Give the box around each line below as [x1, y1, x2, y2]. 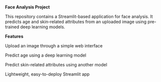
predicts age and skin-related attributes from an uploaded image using [5, 19, 147, 24]
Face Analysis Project [5, 4, 50, 10]
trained [5, 24, 19, 30]
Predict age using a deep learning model [5, 52, 87, 58]
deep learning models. [20, 24, 66, 30]
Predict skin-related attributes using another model [5, 62, 107, 67]
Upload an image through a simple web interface [5, 43, 103, 48]
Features [5, 34, 23, 39]
